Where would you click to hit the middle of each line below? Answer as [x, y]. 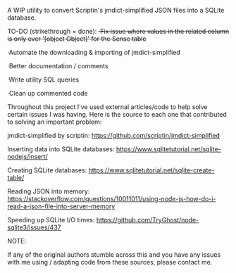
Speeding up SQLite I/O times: [51, 220]
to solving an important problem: [55, 122]
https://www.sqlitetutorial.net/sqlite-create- [151, 170]
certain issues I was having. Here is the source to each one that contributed [117, 114]
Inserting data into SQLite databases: [61, 149]
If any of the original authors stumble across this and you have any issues [114, 255]
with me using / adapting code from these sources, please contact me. [110, 262]
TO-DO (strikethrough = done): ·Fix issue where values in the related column [118, 31]
